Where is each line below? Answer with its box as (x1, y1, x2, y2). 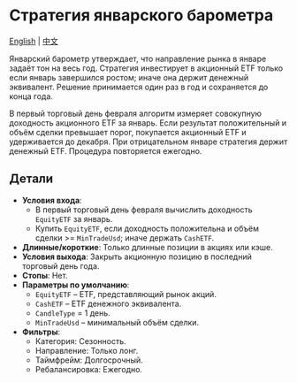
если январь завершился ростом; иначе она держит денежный (9, 72, 249, 82)
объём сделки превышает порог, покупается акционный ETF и (9, 126, 247, 137)
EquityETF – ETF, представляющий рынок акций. (34, 288, 217, 299)
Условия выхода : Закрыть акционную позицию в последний (21, 251, 252, 262)
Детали (9, 172, 54, 187)
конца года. (9, 90, 53, 102)
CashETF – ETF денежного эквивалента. (34, 298, 182, 309)
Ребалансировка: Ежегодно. (34, 364, 143, 374)
